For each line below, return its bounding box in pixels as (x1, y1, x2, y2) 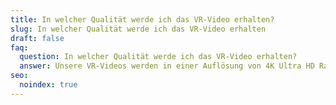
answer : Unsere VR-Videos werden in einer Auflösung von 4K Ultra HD (19, 61, 315, 71)
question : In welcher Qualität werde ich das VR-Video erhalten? (19, 52, 298, 62)
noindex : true (19, 80, 78, 90)
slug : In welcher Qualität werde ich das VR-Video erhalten (10, 24, 267, 34)
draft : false (10, 33, 65, 43)
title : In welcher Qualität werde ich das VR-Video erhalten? (10, 14, 275, 25)
